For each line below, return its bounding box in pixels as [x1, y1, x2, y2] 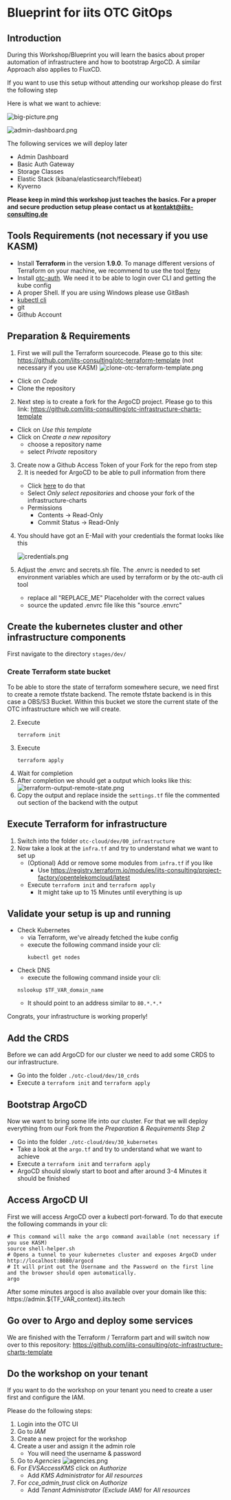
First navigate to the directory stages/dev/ [7, 650, 126, 658]
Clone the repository [16, 384, 76, 392]
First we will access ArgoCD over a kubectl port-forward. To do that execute [7, 1212, 223, 1221]
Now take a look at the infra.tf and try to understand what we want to [16, 843, 219, 852]
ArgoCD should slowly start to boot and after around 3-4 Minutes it [16, 1167, 208, 1175]
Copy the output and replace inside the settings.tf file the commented [16, 791, 220, 799]
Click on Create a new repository [16, 432, 111, 441]
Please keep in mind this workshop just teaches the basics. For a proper [7, 195, 217, 203]
